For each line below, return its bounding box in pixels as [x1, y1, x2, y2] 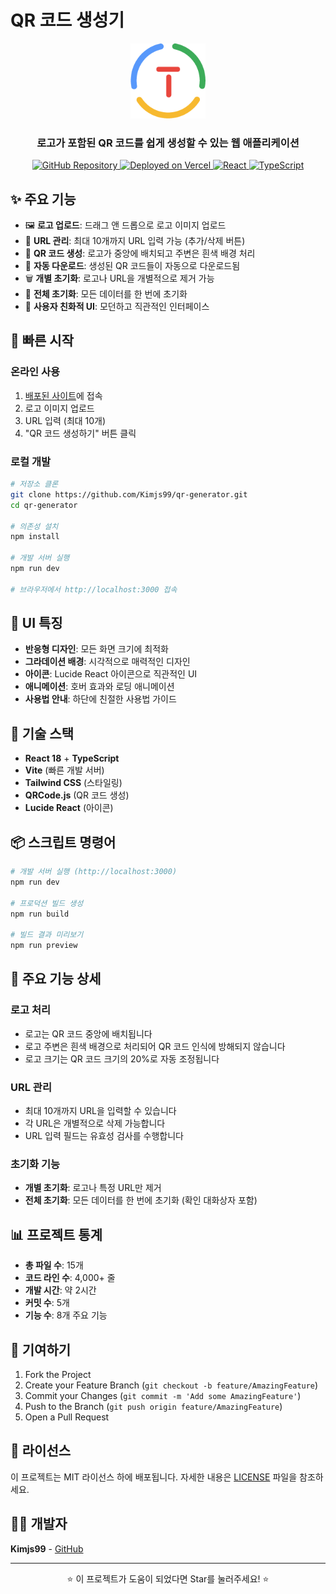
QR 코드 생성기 [10, 9, 125, 32]
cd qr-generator [10, 500, 78, 510]
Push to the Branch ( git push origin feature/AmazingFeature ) [24, 1401, 283, 1412]
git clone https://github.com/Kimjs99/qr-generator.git [10, 489, 248, 500]
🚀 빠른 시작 [10, 332, 75, 350]
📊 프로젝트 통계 [10, 1226, 103, 1243]
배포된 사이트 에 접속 [24, 389, 103, 401]
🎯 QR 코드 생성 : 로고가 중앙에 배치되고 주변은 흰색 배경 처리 [24, 247, 256, 260]
